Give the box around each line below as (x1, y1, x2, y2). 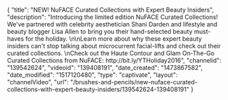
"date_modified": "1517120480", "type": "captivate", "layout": (7, 71, 178, 79)
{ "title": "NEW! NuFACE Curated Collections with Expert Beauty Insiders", (7, 6, 214, 14)
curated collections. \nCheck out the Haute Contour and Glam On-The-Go (7, 49, 215, 57)
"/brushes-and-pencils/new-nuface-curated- (70, 78, 198, 86)
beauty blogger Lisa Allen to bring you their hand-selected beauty (7, 27, 193, 35)
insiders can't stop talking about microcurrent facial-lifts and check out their (7, 42, 221, 50)
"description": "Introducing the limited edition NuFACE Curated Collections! (7, 13, 218, 21)
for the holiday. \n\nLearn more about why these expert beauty (25, 35, 203, 43)
